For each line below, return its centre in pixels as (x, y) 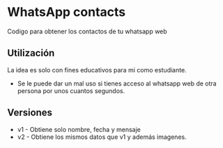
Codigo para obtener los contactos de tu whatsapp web (87, 31)
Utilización (31, 53)
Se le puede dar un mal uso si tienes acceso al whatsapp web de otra (117, 83)
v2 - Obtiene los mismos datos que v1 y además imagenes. (102, 137)
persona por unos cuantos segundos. (71, 90)
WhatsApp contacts (67, 12)
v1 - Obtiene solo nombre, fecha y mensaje (79, 129)
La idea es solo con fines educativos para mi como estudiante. (97, 69)
